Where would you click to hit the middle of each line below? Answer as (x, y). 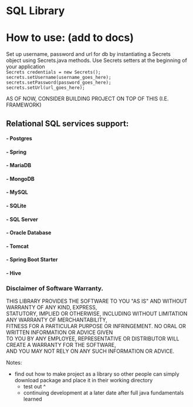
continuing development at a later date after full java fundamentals (104, 393)
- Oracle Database (29, 233)
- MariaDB (19, 166)
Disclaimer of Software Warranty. (55, 288)
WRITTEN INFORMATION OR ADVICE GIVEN (60, 332)
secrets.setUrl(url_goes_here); (45, 88)
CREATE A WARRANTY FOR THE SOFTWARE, (61, 345)
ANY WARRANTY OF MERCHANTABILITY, (57, 320)
